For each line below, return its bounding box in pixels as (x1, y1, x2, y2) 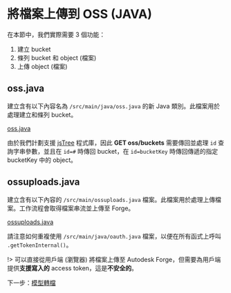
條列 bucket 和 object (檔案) (17, 53, 97, 62)
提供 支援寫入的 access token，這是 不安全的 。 (7, 263, 138, 272)
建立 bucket (17, 45, 51, 53)
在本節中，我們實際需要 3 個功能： (7, 30, 106, 39)
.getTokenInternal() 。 (7, 241, 73, 249)
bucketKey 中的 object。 (7, 156, 77, 164)
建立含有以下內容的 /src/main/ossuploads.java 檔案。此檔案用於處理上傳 (7, 195, 216, 203)
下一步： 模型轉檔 (7, 279, 56, 287)
